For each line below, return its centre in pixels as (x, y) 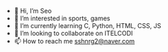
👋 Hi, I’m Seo (33, 11)
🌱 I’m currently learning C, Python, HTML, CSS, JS (88, 26)
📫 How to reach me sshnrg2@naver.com (74, 41)
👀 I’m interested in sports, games (62, 18)
